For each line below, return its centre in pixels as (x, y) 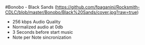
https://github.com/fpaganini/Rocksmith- (98, 7)
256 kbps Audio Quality (36, 22)
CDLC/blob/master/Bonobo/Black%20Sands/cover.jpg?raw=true (71, 12)
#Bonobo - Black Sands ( (31, 7)
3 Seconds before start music (43, 32)
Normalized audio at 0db (38, 27)
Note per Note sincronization (42, 37)
